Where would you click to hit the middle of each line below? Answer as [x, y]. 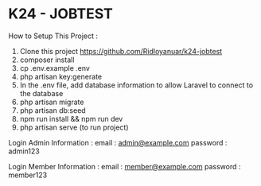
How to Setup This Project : [53, 36]
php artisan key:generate [61, 76]
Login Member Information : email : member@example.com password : [125, 166]
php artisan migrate [52, 102]
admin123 [24, 151]
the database [41, 93]
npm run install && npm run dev [71, 118]
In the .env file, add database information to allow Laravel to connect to [136, 85]
